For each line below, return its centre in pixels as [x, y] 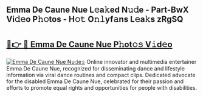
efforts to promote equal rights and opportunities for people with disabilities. [102, 88]
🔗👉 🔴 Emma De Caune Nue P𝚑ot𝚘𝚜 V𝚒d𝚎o [89, 44]
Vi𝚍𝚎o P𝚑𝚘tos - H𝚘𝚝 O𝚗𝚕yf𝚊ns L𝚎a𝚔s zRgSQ [95, 20]
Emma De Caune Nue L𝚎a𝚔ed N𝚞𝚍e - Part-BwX [98, 10]
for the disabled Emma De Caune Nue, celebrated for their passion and [95, 81]
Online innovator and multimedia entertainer [142, 62]
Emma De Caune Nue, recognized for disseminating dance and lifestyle [96, 68]
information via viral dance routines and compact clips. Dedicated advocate [101, 75]
